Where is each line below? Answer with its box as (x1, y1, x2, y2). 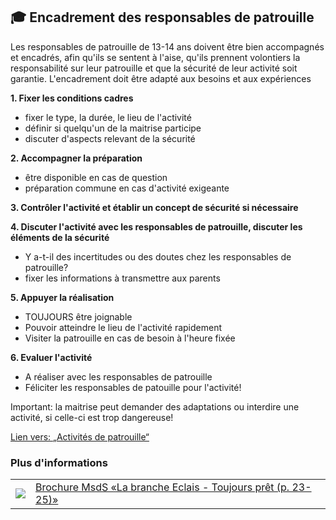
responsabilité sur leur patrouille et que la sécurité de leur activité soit (10, 62, 298, 74)
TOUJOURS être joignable (24, 310, 133, 323)
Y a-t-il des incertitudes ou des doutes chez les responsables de (24, 250, 292, 263)
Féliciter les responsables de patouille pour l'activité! (24, 381, 242, 393)
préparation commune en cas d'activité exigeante (24, 182, 230, 194)
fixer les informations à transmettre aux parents (24, 272, 221, 284)
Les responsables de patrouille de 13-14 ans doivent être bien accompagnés (10, 40, 325, 53)
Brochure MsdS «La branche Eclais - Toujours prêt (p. (35, 480, 290, 494)
